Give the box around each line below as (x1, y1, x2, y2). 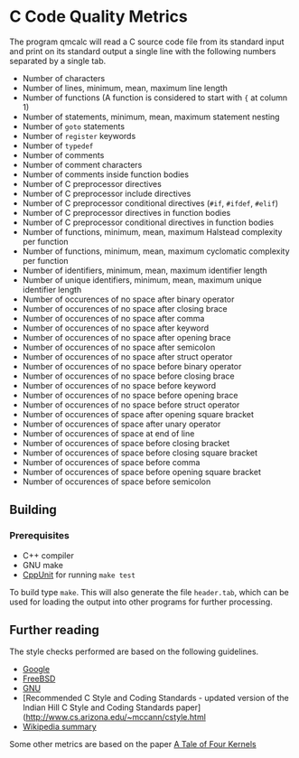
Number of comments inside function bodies (22, 169, 190, 180)
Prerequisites (9, 529, 70, 542)
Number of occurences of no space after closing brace (22, 303, 228, 313)
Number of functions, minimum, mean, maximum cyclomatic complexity (22, 246, 291, 257)
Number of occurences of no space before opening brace (22, 389, 238, 400)
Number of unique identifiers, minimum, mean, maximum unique (22, 274, 262, 285)
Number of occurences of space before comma (22, 456, 201, 467)
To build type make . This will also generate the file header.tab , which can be (9, 586, 289, 597)
